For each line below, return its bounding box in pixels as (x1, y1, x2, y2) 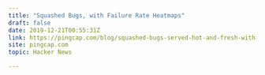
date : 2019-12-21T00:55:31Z (8, 26, 101, 34)
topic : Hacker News (8, 48, 73, 56)
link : (8, 33, 26, 42)
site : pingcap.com (8, 41, 69, 49)
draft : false (8, 19, 51, 27)
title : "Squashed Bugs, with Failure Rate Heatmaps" (8, 11, 185, 20)
